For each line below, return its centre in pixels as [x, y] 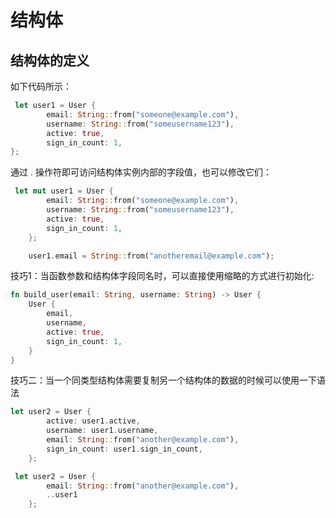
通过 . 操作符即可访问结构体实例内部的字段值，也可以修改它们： [141, 172]
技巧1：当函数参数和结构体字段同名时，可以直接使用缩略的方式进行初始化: [162, 276]
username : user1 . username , [102, 431]
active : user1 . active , [93, 421]
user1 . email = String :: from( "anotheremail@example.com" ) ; [151, 256]
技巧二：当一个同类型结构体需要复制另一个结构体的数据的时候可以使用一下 [163, 380]
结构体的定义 [50, 60]
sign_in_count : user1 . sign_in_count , [124, 449]
